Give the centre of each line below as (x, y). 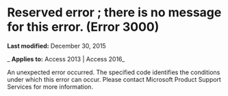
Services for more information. (50, 86)
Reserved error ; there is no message (114, 13)
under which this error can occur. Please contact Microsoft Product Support (114, 79)
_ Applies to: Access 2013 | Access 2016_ (66, 59)
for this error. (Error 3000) (83, 27)
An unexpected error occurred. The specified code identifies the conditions (114, 72)
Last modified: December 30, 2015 (56, 46)
